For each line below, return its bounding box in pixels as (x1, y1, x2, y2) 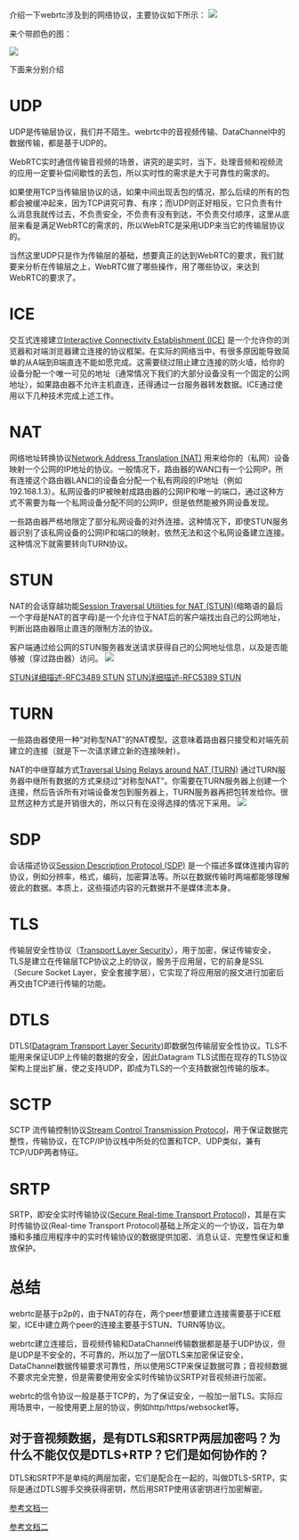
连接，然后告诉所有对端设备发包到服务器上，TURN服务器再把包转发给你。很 (9, 786, 289, 797)
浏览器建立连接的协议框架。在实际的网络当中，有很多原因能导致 (47, 346, 282, 356)
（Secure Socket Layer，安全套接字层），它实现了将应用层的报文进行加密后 (9, 966, 285, 977)
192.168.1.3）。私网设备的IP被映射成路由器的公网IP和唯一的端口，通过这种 (9, 485, 277, 496)
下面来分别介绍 (9, 64, 64, 75)
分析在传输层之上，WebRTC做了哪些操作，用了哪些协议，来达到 (24, 261, 260, 272)
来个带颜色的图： (9, 29, 72, 39)
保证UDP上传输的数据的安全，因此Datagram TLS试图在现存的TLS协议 (32, 1051, 287, 1062)
